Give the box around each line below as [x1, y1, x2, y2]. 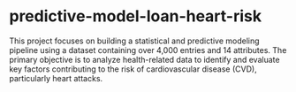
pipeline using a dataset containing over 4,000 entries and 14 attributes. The [9, 44, 287, 55]
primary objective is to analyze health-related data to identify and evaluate [9, 54, 280, 65]
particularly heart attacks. [9, 73, 103, 83]
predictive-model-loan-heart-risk [9, 6, 262, 27]
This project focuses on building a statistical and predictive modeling [9, 35, 260, 46]
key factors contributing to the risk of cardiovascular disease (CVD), [9, 64, 258, 74]
